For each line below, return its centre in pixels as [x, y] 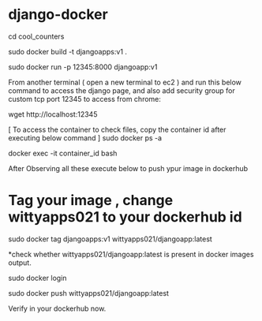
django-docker [58, 15]
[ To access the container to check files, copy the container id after [117, 129]
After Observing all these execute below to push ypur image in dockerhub [128, 168]
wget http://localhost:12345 [53, 114]
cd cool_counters [36, 36]
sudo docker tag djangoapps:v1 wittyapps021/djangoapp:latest [110, 239]
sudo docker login [37, 278]
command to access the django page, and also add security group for [122, 90]
